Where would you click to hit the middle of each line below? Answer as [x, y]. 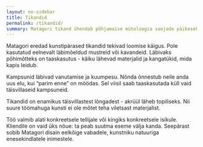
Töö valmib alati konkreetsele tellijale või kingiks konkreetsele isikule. [92, 120]
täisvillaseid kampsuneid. [38, 90]
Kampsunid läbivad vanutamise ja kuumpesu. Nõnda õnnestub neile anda [98, 77]
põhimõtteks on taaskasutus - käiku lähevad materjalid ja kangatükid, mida [99, 59]
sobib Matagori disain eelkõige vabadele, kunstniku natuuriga [83, 132]
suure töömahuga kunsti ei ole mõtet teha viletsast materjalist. [83, 108]
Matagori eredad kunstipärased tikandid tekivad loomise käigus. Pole [92, 46]
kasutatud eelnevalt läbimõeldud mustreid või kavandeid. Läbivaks [89, 53]
